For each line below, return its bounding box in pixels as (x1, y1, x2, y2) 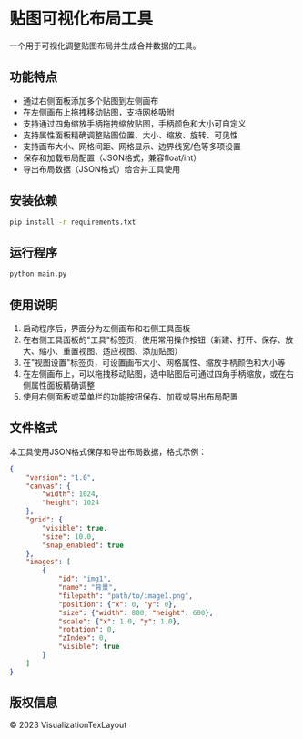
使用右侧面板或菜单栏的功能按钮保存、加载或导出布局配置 (22, 390, 238, 401)
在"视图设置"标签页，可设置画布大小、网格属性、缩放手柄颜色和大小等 (22, 357, 286, 368)
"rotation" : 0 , (57, 625, 116, 634)
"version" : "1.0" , (25, 472, 96, 482)
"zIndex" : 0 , (57, 633, 107, 643)
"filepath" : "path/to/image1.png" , (57, 591, 194, 601)
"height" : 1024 (42, 498, 100, 508)
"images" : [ (25, 557, 71, 567)
